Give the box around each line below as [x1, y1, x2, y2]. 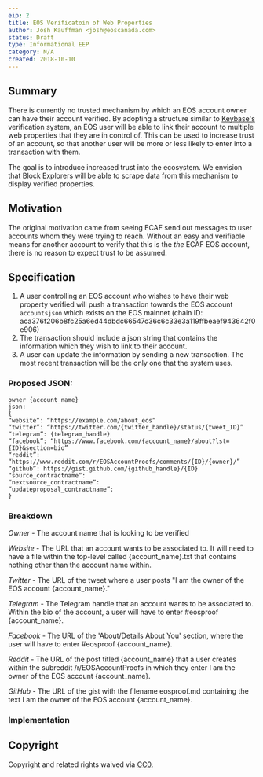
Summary [8, 84, 57, 98]
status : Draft [8, 33, 55, 42]
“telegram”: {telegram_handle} [8, 430, 111, 438]
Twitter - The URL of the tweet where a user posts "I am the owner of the [8, 575, 245, 584]
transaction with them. [8, 147, 81, 157]
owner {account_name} [8, 396, 79, 403]
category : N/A [8, 48, 55, 56]
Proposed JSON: [8, 378, 73, 389]
